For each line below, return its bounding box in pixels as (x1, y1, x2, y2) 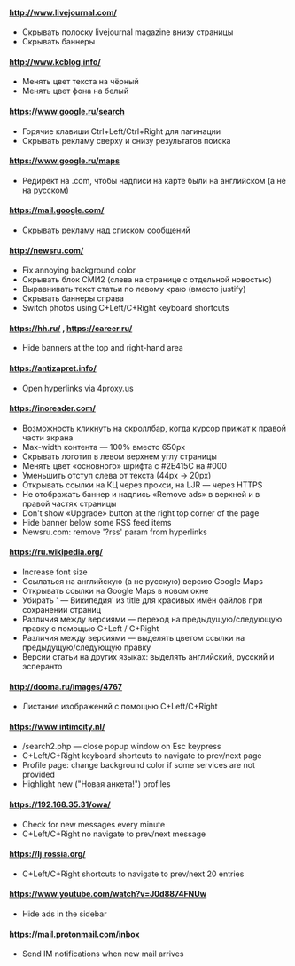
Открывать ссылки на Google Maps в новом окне (21, 586, 209, 597)
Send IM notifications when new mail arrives (21, 948, 184, 959)
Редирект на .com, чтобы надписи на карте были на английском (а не (21, 175, 286, 186)
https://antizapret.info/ (9, 363, 97, 374)
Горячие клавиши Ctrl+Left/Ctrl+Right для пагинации (21, 125, 221, 137)
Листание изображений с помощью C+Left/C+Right (21, 701, 219, 712)
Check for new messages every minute (21, 819, 166, 829)
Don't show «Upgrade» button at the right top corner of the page (21, 507, 260, 519)
